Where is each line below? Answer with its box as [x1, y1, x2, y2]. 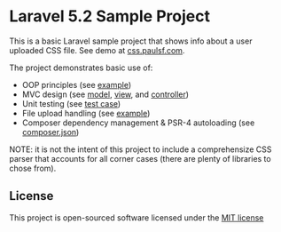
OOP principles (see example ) [21, 79, 132, 90]
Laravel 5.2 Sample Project [9, 6, 211, 27]
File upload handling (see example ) [21, 108, 151, 118]
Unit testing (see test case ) [21, 98, 121, 108]
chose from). [9, 163, 57, 173]
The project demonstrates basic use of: [9, 62, 153, 73]
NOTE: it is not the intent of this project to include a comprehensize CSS [9, 144, 272, 155]
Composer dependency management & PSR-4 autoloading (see [21, 117, 255, 128]
